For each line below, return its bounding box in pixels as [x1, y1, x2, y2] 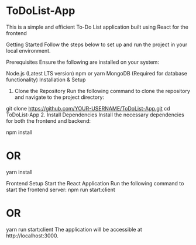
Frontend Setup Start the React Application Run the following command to [6, 180, 184, 187]
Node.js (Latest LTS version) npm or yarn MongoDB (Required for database [6, 70, 187, 77]
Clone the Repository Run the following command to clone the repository [14, 87, 190, 94]
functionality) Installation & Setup [6, 76, 86, 83]
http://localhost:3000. [6, 232, 59, 239]
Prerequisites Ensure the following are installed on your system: [6, 58, 160, 65]
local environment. [6, 47, 51, 54]
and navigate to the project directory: [14, 94, 104, 101]
